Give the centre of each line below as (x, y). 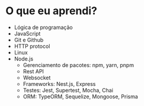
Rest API (33, 71)
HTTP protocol (32, 46)
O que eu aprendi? (51, 11)
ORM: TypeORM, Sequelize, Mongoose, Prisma (81, 97)
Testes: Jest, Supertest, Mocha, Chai (68, 90)
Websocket (37, 78)
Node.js (24, 59)
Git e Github (29, 40)
